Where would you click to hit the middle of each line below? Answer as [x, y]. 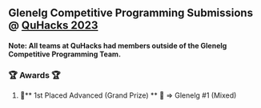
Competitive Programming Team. [65, 54]
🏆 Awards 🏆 [35, 75]
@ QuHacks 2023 [53, 26]
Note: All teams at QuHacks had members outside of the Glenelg [118, 45]
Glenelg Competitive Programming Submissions [131, 13]
